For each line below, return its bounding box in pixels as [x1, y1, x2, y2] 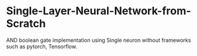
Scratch [6, 17, 46, 30]
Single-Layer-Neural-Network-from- [6, 4, 192, 18]
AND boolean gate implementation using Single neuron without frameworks [6, 36, 192, 43]
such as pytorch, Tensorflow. [6, 43, 77, 50]
